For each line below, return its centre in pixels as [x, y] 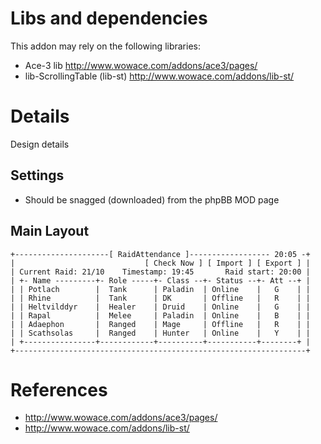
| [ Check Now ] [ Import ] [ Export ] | [160, 263]
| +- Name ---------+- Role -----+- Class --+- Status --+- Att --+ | [160, 280]
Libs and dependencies [109, 18]
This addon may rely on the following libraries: [105, 46]
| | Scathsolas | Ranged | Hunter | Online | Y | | [160, 333]
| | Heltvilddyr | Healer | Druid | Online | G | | [160, 307]
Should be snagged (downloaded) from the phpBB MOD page [152, 199]
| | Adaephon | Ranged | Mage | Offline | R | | [160, 324]
